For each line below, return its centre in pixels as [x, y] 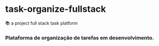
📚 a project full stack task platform [41, 23]
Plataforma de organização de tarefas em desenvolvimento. [80, 38]
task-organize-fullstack [56, 9]
